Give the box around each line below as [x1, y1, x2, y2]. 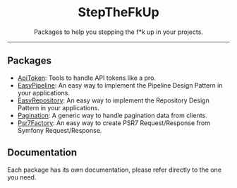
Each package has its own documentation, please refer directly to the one [7, 165, 222, 174]
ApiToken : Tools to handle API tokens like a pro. [17, 74, 157, 82]
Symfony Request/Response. [17, 126, 102, 134]
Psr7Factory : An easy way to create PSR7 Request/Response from [17, 118, 210, 127]
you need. [7, 172, 37, 181]
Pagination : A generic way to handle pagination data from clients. [17, 111, 208, 119]
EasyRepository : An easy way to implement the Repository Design [17, 96, 209, 105]
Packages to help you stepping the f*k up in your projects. [34, 28, 203, 36]
